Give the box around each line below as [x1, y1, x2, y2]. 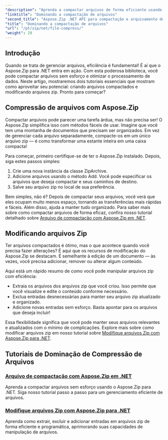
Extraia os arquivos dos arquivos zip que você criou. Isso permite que [12, 283, 156, 289]
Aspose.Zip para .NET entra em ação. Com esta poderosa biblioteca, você [5, 67, 158, 73]
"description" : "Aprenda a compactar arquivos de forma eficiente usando [5, 7, 162, 12]
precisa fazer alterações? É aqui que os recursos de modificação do [5, 248, 146, 254]
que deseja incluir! [12, 309, 51, 315]
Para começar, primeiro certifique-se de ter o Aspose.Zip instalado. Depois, [5, 153, 161, 159]
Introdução [5, 49, 40, 57]
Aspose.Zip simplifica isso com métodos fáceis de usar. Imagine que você [5, 122, 158, 128]
